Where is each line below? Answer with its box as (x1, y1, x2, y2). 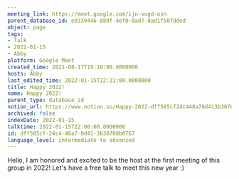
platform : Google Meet (7, 57, 75, 64)
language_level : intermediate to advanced (7, 136, 135, 143)
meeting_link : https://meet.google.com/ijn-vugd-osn (7, 10, 167, 18)
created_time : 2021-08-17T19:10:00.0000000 (7, 63, 139, 71)
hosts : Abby (7, 70, 43, 77)
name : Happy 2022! (7, 90, 62, 97)
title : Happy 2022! (7, 83, 65, 91)
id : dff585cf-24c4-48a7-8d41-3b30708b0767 (7, 130, 135, 137)
